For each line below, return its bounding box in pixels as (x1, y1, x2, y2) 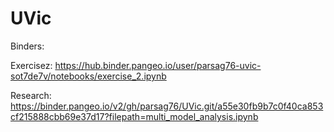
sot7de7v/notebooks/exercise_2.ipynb (10, 70, 167, 82)
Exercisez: (10, 59, 53, 71)
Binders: (10, 40, 45, 52)
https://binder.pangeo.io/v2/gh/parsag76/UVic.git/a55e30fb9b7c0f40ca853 (10, 100, 324, 112)
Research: (10, 89, 52, 101)
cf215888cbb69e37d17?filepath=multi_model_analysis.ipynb (10, 110, 259, 122)
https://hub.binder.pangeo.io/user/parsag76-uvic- (54, 59, 262, 71)
